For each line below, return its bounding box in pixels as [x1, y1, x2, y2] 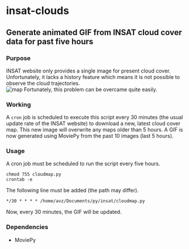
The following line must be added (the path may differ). [6, 187, 139, 194]
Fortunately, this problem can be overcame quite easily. [23, 86, 158, 93]
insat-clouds [6, 4, 69, 18]
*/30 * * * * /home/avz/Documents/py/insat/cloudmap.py [6, 198, 145, 204]
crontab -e [6, 177, 33, 182]
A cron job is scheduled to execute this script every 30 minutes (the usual [6, 114, 183, 121]
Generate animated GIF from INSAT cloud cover [6, 27, 183, 37]
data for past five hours [6, 36, 94, 46]
